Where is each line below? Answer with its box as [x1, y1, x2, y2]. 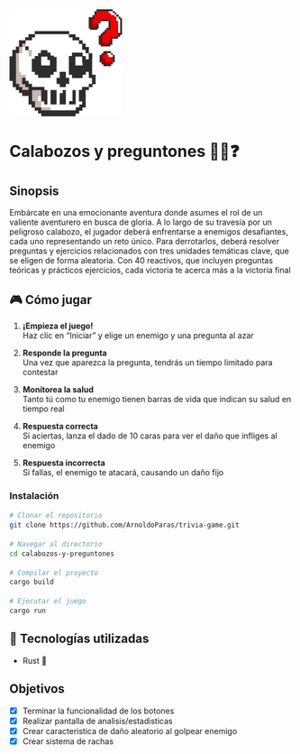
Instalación [9, 489, 59, 501]
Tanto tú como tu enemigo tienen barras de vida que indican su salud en [22, 394, 292, 404]
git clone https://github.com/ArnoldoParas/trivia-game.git [9, 520, 241, 530]
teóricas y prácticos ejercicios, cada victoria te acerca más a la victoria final [9, 265, 291, 276]
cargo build [9, 577, 54, 587]
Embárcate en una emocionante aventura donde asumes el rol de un [9, 207, 263, 218]
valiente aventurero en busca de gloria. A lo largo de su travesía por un [9, 216, 273, 228]
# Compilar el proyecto [9, 568, 99, 577]
